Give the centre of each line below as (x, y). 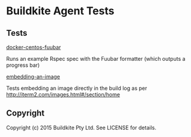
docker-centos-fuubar (34, 47)
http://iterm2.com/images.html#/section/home (63, 94)
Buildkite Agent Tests (60, 11)
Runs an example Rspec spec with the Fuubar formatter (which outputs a (96, 59)
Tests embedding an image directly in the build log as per (77, 88)
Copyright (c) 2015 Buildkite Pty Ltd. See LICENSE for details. (81, 127)
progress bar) (23, 65)
